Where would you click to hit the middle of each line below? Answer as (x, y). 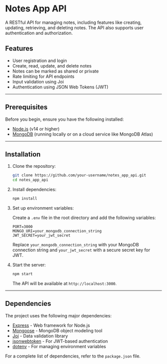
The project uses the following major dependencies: (58, 315)
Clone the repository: (34, 166)
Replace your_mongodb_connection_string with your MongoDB (76, 245)
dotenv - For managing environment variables (59, 346)
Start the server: (29, 265)
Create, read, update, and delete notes (52, 66)
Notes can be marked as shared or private (55, 71)
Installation (23, 154)
